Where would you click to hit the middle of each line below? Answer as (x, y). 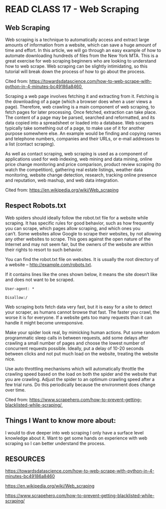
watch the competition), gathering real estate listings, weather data (74, 169)
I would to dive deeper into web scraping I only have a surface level (74, 432)
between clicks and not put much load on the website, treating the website (82, 353)
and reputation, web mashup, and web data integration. (62, 180)
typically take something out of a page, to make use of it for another (75, 128)
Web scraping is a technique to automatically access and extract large (77, 39)
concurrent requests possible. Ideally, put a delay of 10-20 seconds (74, 348)
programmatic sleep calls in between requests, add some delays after (77, 337)
